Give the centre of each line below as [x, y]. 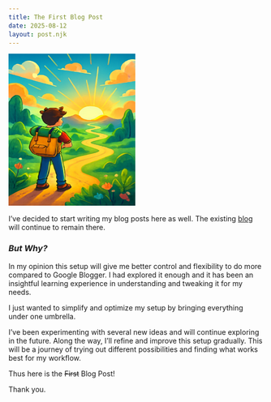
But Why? [28, 249]
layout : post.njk [38, 34]
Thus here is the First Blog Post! [62, 374]
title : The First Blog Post [56, 17]
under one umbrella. [42, 316]
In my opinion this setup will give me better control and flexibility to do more [135, 266]
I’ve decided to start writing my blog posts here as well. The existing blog [131, 219]
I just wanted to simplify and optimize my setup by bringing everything [126, 307]
